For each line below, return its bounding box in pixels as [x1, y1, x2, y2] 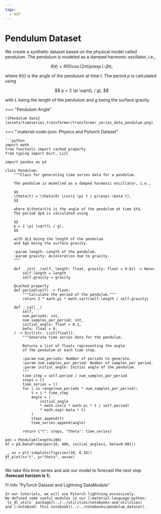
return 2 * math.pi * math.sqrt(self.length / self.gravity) [22, 297, 149, 301]
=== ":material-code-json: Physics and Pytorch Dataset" [5, 129, 119, 135]
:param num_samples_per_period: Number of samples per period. [22, 361, 153, 365]
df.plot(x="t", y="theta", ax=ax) [5, 455, 75, 460]
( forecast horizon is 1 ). [5, 472, 51, 479]
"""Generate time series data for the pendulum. [22, 335, 123, 340]
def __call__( [14, 305, 42, 310]
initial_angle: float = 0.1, [22, 322, 82, 327]
